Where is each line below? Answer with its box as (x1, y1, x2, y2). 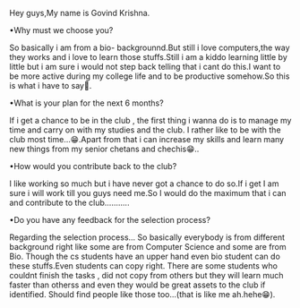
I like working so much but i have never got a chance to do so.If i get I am (9, 178, 279, 189)
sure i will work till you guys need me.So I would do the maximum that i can (9, 188, 287, 198)
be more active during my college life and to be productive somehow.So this (9, 71, 290, 81)
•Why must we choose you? (9, 25, 114, 35)
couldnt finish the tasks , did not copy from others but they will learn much (9, 270, 284, 280)
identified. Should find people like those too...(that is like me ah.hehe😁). (9, 289, 276, 299)
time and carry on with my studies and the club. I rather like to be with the (9, 124, 281, 135)
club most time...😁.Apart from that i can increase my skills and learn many (9, 134, 285, 144)
